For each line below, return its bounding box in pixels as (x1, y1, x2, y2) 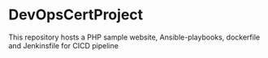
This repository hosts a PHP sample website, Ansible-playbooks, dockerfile (8, 32, 261, 42)
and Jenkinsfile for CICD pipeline (8, 40, 119, 50)
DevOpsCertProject (8, 6, 144, 24)
